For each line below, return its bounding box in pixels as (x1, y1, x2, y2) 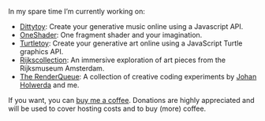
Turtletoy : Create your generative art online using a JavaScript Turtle (19, 38, 243, 48)
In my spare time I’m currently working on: (8, 7, 146, 16)
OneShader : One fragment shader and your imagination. (19, 31, 203, 39)
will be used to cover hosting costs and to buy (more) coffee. (8, 104, 207, 113)
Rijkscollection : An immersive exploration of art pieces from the (19, 55, 226, 64)
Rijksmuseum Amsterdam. (19, 64, 105, 73)
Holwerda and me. (19, 80, 80, 90)
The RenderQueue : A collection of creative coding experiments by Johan (19, 72, 257, 81)
